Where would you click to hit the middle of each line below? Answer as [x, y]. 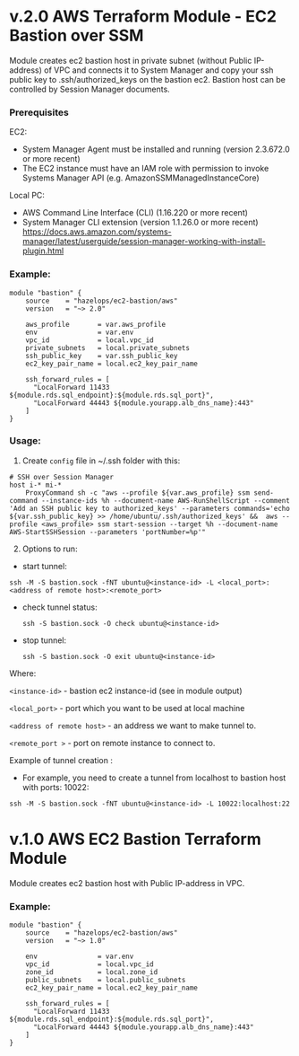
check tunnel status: [60, 607]
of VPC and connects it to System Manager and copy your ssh [159, 70]
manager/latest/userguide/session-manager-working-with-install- [144, 242]
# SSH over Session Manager [62, 477]
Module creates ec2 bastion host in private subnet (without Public [131, 60]
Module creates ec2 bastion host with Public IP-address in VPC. [127, 883]
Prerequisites [39, 112]
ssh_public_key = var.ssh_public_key [102, 356]
